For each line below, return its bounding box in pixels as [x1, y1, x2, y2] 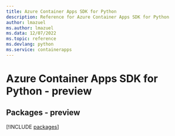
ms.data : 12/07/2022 [6, 30, 57, 36]
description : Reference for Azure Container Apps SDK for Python [6, 14, 169, 20]
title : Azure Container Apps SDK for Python [6, 8, 117, 15]
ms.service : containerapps [6, 47, 72, 53]
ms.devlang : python [6, 42, 54, 47]
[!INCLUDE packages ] [6, 123, 59, 130]
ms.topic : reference [6, 36, 57, 42]
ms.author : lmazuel [6, 25, 54, 31]
